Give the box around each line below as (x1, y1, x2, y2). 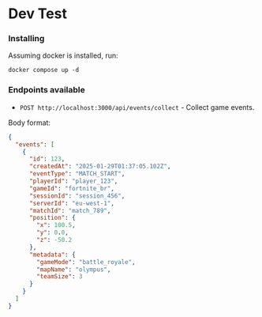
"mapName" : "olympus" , (36, 266, 111, 274)
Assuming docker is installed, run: (8, 51, 118, 60)
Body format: (8, 118, 51, 127)
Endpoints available (8, 85, 85, 96)
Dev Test (8, 5, 67, 23)
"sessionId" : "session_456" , (28, 191, 125, 200)
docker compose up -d (8, 66, 80, 74)
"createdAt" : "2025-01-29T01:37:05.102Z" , (28, 163, 171, 171)
